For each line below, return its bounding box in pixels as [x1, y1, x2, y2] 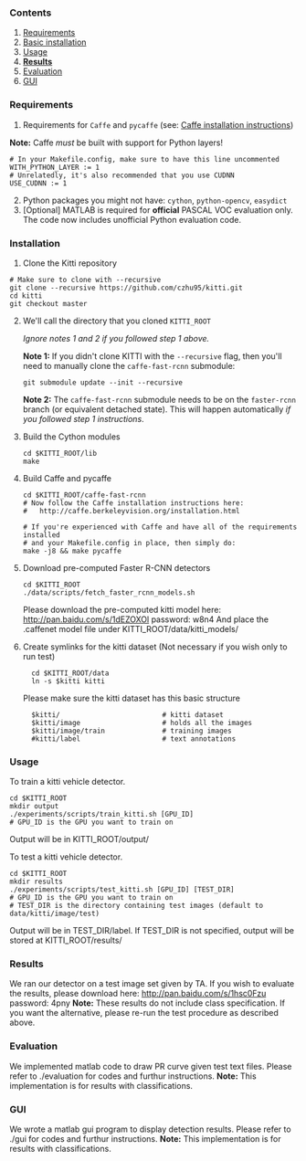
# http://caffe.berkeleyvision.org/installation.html [22, 506, 240, 515]
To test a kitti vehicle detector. [9, 851, 123, 862]
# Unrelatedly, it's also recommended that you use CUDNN [9, 171, 235, 180]
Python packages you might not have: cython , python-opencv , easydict [22, 195, 288, 206]
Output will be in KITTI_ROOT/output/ [9, 834, 149, 845]
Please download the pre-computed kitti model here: [22, 604, 222, 615]
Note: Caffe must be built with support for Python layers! [9, 137, 224, 148]
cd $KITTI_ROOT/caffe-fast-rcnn [22, 491, 146, 500]
